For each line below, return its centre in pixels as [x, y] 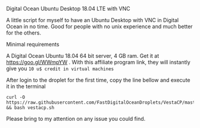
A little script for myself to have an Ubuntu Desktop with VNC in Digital [93, 20]
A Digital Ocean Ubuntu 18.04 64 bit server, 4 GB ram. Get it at [83, 56]
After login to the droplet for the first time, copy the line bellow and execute [98, 80]
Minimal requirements [33, 44]
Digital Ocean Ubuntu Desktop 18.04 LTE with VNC [68, 9]
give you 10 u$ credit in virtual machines [60, 68]
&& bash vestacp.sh [30, 108]
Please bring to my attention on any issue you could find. [76, 119]
